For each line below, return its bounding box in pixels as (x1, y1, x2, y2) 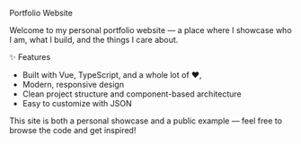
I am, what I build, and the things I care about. (9, 35, 179, 45)
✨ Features (9, 52, 51, 62)
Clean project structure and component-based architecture (22, 89, 242, 99)
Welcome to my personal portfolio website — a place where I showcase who (9, 25, 292, 35)
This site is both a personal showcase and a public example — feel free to (9, 115, 283, 126)
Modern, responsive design (22, 80, 124, 89)
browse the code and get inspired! (9, 125, 137, 135)
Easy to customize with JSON (22, 98, 132, 108)
